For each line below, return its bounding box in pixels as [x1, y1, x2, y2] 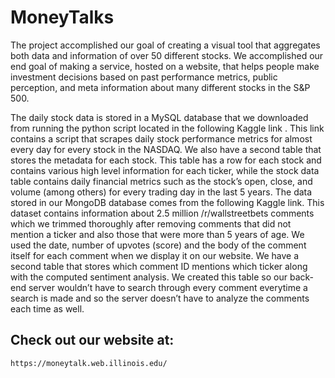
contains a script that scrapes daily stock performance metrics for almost [10, 132, 313, 145]
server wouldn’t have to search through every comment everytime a [28, 281, 308, 293]
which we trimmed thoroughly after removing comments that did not [10, 217, 292, 230]
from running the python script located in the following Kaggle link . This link [10, 122, 325, 134]
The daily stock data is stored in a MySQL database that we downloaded [10, 111, 309, 123]
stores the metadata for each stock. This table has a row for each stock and [10, 154, 322, 166]
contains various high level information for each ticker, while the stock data [10, 164, 320, 176]
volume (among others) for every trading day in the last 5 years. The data [10, 186, 313, 198]
